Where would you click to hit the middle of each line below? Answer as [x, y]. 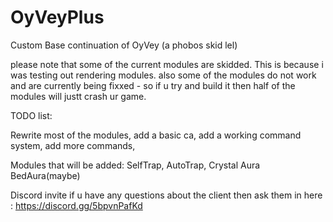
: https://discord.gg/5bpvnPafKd [76, 205]
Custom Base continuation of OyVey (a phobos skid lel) [124, 45]
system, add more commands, [73, 145]
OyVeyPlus [57, 17]
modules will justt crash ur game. [78, 96]
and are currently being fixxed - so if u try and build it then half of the [153, 85]
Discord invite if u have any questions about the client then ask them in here [166, 195]
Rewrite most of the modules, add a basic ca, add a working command [156, 135]
